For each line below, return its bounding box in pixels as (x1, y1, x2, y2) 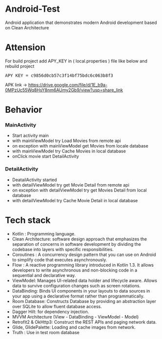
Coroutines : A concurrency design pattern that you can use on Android (12, 252, 156, 257)
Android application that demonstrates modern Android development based (5, 20, 157, 25)
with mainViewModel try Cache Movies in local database (12, 148, 126, 154)
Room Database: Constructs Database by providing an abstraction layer (12, 298, 156, 304)
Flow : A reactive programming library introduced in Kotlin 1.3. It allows (12, 262, 154, 268)
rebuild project (5, 63, 35, 69)
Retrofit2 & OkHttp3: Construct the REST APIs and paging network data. (12, 319, 157, 325)
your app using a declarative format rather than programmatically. (12, 293, 145, 299)
